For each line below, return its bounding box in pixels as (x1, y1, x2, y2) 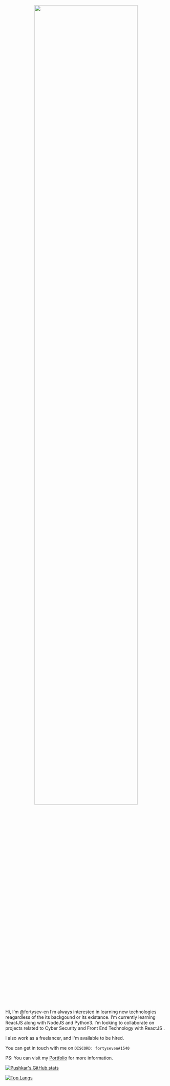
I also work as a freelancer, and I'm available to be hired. (5, 1035, 124, 1041)
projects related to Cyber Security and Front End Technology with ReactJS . (5, 1025, 165, 1031)
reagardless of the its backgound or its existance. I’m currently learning (5, 1014, 156, 1020)
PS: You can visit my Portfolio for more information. (5, 1055, 114, 1061)
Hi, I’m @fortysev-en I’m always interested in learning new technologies (5, 1009, 157, 1015)
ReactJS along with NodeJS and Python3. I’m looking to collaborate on (5, 1020, 155, 1026)
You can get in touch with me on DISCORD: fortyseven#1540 (5, 1045, 130, 1051)
